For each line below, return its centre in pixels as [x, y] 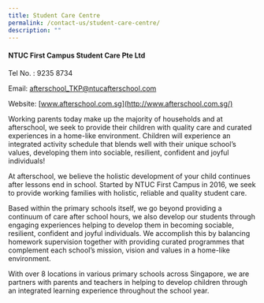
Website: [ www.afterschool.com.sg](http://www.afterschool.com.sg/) [121, 103]
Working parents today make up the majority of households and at [115, 118]
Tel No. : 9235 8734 [41, 73]
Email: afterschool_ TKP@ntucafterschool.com [82, 88]
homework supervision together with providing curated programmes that [126, 241]
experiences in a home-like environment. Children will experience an [119, 136]
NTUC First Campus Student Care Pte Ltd [77, 55]
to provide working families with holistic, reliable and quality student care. [128, 193]
